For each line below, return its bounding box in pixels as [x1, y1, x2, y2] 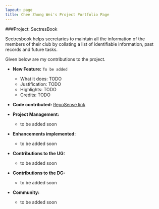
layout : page [5, 7, 33, 13]
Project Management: [12, 111, 60, 117]
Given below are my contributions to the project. [5, 56, 106, 62]
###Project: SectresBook [5, 26, 58, 32]
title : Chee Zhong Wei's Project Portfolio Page [5, 12, 110, 17]
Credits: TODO [20, 92, 50, 98]
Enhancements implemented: [12, 130, 76, 136]
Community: [12, 189, 40, 195]
